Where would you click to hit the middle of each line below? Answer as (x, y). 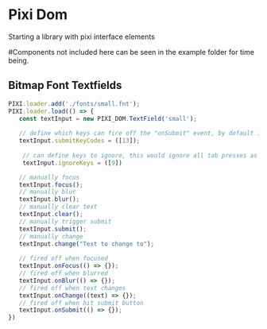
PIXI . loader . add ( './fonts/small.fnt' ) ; (74, 104)
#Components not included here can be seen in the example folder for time (131, 52)
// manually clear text (58, 207)
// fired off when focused (64, 259)
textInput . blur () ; (49, 199)
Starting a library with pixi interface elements (81, 37)
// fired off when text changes (72, 288)
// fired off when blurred (64, 273)
